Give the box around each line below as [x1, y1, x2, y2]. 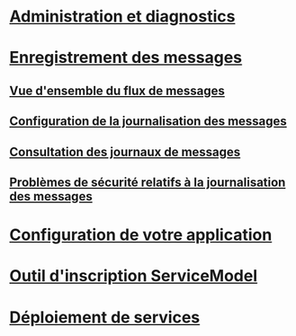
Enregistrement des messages [9, 48, 243, 68]
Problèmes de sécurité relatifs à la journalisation [9, 174, 286, 190]
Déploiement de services [9, 307, 201, 327]
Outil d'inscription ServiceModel [9, 266, 258, 287]
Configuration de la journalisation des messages [9, 114, 288, 129]
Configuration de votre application [9, 225, 273, 245]
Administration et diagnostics [9, 6, 236, 27]
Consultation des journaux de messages [9, 144, 241, 159]
